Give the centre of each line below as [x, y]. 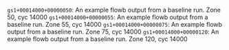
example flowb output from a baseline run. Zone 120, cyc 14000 [97, 39]
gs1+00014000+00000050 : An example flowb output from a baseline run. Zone [114, 10]
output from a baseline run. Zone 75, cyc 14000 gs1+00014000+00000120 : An [113, 32]
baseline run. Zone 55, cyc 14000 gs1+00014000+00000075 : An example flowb [115, 24]
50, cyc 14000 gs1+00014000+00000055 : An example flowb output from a [108, 17]
